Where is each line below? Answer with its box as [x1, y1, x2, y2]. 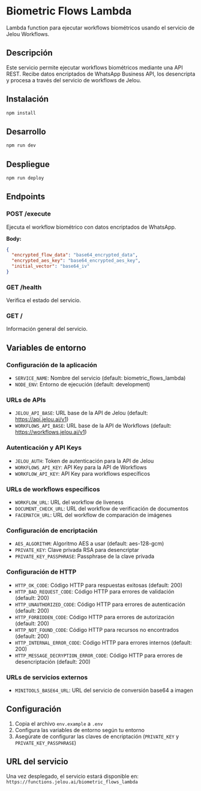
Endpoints [6, 192, 46, 202]
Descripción [6, 48, 53, 58]
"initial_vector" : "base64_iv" [11, 263, 90, 270]
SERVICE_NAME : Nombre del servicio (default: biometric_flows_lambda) [14, 374, 186, 382]
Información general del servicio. [6, 326, 88, 333]
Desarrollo [6, 126, 46, 136]
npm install [6, 110, 36, 116]
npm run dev [6, 142, 36, 148]
